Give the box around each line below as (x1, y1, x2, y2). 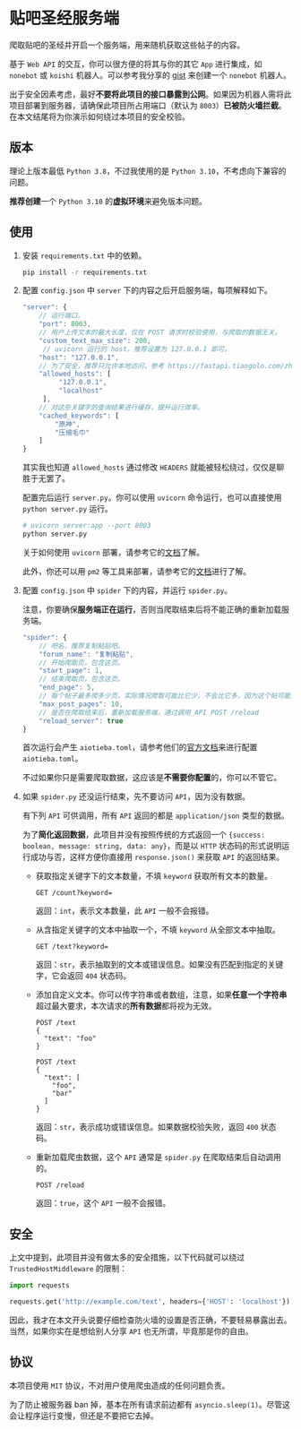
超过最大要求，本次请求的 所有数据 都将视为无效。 (35, 1001, 217, 1011)
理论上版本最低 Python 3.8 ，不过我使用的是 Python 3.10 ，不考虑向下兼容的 (9, 165, 287, 176)
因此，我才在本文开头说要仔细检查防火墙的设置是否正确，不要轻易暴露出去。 (9, 1314, 292, 1325)
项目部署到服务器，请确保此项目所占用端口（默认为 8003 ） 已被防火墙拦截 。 (9, 99, 287, 110)
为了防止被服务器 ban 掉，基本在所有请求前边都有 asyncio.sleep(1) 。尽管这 (9, 1399, 291, 1409)
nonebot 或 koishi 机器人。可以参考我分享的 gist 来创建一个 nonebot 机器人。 (9, 69, 291, 81)
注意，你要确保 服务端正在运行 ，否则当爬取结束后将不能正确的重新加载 (21, 604, 282, 615)
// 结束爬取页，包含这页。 (39, 675, 125, 684)
